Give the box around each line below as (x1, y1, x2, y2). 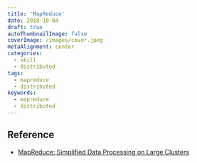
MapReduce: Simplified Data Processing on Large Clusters (17, 147, 190, 156)
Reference (7, 129, 55, 141)
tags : (7, 69, 23, 77)
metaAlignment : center (7, 43, 75, 50)
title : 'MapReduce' (7, 10, 65, 18)
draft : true (7, 23, 43, 30)
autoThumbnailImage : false (7, 30, 87, 38)
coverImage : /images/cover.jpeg (7, 37, 103, 44)
